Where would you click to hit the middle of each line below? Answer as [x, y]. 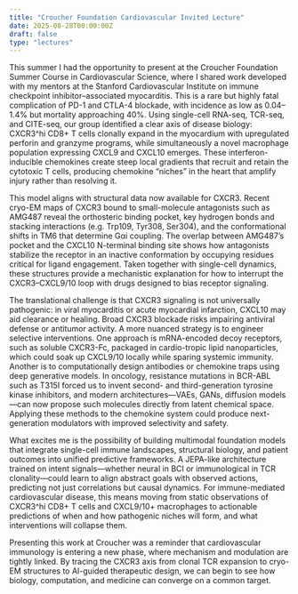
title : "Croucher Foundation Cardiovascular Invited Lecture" [127, 17]
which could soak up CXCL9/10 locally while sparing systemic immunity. [141, 357]
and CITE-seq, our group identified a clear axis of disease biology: [131, 124]
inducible [26, 162]
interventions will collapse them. [68, 526]
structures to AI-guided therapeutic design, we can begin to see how [149, 571]
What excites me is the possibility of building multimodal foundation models [148, 440]
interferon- [248, 153]
